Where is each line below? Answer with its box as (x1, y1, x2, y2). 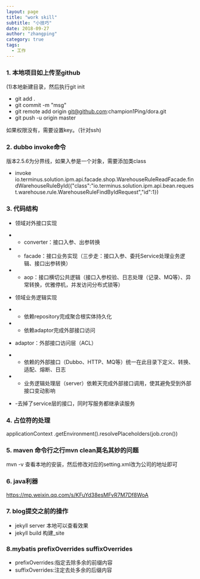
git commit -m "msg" (14, 102, 67, 109)
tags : (6, 42, 20, 48)
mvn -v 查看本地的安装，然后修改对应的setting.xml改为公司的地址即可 (6, 461, 178, 468)
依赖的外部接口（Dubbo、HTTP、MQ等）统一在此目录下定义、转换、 (23, 358, 194, 365)
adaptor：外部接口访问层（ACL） (14, 339, 97, 347)
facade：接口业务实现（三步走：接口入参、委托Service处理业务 (23, 252, 180, 259)
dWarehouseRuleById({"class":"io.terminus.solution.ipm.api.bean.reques (14, 182, 194, 189)
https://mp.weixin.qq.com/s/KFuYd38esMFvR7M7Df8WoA (6, 491, 149, 498)
